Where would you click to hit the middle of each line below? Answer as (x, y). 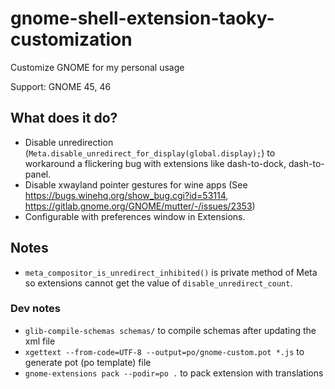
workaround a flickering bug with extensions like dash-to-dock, (155, 163)
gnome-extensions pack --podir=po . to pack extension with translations (174, 373)
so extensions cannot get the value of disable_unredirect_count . (158, 283)
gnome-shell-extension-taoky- (142, 18)
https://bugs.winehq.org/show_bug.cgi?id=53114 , (126, 195)
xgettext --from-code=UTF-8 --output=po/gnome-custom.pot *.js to (164, 351)
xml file (40, 341)
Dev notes (35, 309)
